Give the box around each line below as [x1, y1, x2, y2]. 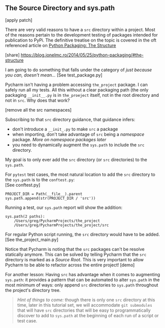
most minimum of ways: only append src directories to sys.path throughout [5, 282, 159, 288]
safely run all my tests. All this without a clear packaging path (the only [5, 86, 149, 93]
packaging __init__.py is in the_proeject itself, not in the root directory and [5, 92, 159, 98]
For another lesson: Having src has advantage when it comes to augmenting [5, 271, 160, 277]
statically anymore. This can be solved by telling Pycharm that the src [5, 251, 147, 257]
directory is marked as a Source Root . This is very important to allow [5, 256, 144, 262]
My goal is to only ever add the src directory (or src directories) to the [5, 157, 147, 163]
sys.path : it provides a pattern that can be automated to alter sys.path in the [5, 277, 160, 283]
